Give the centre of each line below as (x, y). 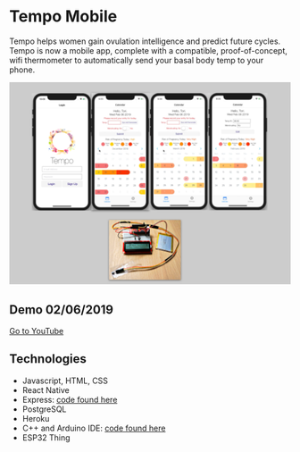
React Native (46, 389)
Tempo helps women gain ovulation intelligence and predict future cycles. (145, 41)
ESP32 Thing (46, 437)
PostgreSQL (44, 409)
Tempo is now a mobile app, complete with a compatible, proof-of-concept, (148, 50)
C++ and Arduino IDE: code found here (94, 428)
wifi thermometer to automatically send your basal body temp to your (137, 60)
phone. (22, 70)
